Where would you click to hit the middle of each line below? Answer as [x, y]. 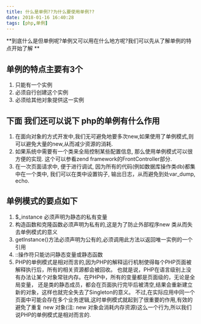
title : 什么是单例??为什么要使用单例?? [50, 12]
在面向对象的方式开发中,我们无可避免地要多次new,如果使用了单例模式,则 [104, 136]
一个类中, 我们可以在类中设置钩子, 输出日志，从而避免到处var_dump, [110, 174]
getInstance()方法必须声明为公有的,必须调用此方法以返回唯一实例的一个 [104, 239]
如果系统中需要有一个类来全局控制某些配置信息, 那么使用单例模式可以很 [104, 151]
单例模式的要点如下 [42, 201]
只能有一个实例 [33, 85]
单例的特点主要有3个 [45, 69]
